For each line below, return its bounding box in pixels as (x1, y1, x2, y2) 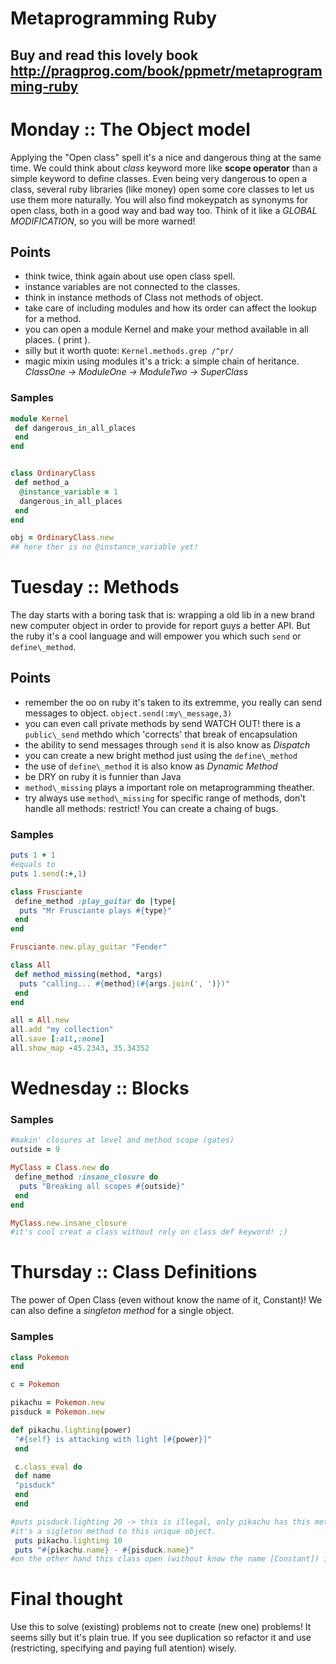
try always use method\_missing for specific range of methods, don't (24, 792, 306, 804)
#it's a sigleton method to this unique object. (10, 1526, 217, 1536)
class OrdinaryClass (10, 468, 97, 479)
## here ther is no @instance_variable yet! (10, 542, 199, 552)
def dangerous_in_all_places (14, 423, 137, 433)
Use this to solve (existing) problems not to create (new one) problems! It (10, 1621, 312, 1633)
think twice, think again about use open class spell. (24, 270, 236, 282)
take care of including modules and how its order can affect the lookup (24, 302, 317, 314)
